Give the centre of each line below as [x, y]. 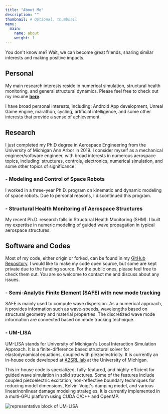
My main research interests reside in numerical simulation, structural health [83, 86]
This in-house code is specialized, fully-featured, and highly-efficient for [80, 369]
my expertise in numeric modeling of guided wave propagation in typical [80, 225]
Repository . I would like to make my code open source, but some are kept [81, 263]
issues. [13, 280]
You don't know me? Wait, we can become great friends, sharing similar [79, 52]
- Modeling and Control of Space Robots [55, 179]
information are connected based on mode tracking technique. [70, 320]
